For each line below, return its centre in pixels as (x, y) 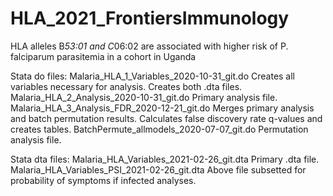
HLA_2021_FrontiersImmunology (150, 18)
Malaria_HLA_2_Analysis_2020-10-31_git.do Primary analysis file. (144, 97)
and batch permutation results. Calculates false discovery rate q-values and (166, 118)
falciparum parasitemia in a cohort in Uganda (103, 56)
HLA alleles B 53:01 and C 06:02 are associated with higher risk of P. (149, 46)
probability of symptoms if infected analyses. (103, 180)
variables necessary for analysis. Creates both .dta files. (126, 86)
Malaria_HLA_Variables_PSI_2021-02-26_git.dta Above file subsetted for (158, 169)
